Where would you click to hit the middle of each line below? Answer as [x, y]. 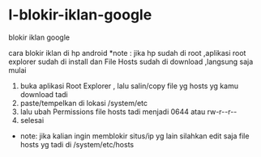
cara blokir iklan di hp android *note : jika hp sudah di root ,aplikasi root [127, 53]
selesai [32, 120]
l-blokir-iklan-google [80, 15]
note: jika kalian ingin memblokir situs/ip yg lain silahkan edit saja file [135, 136]
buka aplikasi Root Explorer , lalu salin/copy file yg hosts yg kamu [129, 86]
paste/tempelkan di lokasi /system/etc [84, 103]
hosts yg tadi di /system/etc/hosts [77, 144]
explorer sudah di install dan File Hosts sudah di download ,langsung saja [131, 62]
